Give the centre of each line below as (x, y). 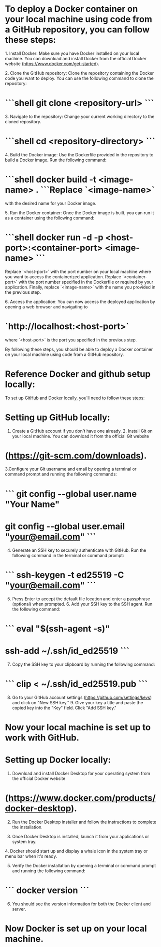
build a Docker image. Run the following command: (56, 160)
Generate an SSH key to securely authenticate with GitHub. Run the (79, 550)
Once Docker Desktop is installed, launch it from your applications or (80, 836)
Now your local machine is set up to (78, 727)
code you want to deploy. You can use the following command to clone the (79, 78)
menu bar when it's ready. (31, 856)
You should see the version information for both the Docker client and (81, 904)
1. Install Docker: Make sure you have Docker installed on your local (72, 53)
